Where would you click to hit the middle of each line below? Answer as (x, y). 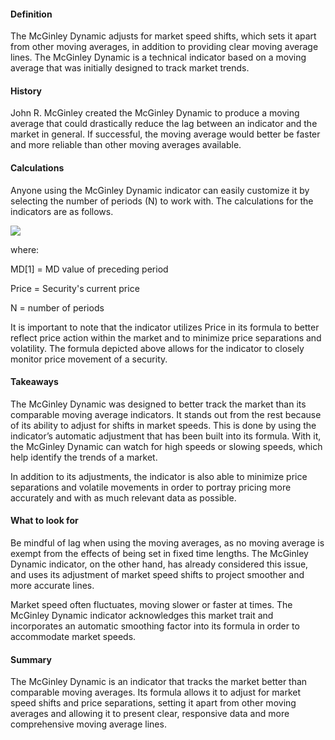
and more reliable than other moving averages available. (126, 145)
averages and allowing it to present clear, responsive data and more (150, 714)
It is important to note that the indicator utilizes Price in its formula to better (165, 327)
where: (25, 249)
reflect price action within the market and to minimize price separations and (166, 337)
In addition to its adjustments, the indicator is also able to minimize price (159, 476)
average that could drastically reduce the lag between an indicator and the (164, 124)
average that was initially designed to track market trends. (130, 68)
